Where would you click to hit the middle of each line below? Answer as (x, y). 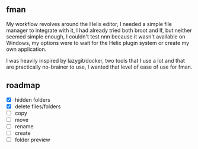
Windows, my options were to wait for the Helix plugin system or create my (98, 43)
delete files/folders (38, 106)
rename (24, 126)
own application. (26, 49)
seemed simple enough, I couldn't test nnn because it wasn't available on (96, 36)
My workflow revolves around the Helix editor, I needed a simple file (89, 24)
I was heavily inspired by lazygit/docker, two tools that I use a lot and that (95, 60)
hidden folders (32, 99)
